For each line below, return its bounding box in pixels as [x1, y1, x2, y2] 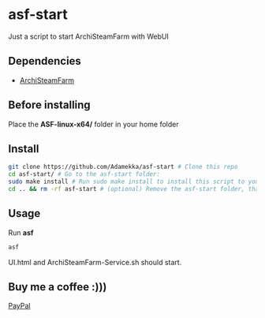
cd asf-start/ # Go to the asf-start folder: [8, 170, 160, 178]
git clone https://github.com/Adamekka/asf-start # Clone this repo [8, 163, 238, 171]
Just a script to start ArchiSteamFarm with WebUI [8, 32, 170, 41]
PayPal [8, 301, 31, 311]
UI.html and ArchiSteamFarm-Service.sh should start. [8, 257, 182, 267]
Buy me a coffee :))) [8, 280, 107, 294]
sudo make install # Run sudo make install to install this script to [8, 178, 245, 186]
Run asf [8, 227, 34, 238]
